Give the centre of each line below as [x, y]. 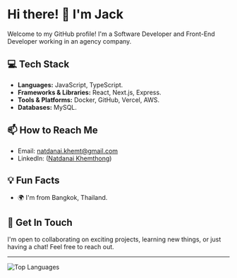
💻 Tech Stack [38, 64]
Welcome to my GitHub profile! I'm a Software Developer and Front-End [111, 34]
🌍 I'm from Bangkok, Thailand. [62, 198]
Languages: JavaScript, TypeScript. [70, 84]
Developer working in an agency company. [69, 41]
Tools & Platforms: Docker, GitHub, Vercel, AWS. [89, 100]
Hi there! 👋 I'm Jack [65, 14]
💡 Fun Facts [34, 180]
